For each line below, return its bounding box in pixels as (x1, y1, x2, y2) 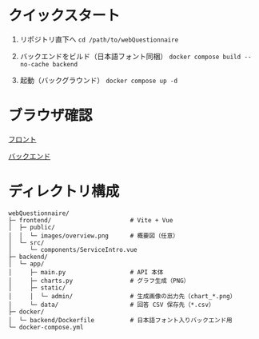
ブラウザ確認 (8, 106, 94, 125)
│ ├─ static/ (8, 284, 66, 292)
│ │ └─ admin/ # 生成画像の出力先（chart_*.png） (8, 292, 237, 300)
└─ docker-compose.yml (8, 323, 84, 331)
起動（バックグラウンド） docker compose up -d (19, 75, 178, 85)
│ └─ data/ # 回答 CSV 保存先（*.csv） (8, 301, 215, 309)
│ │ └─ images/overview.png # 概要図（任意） (8, 232, 179, 240)
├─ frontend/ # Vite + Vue (8, 216, 173, 224)
